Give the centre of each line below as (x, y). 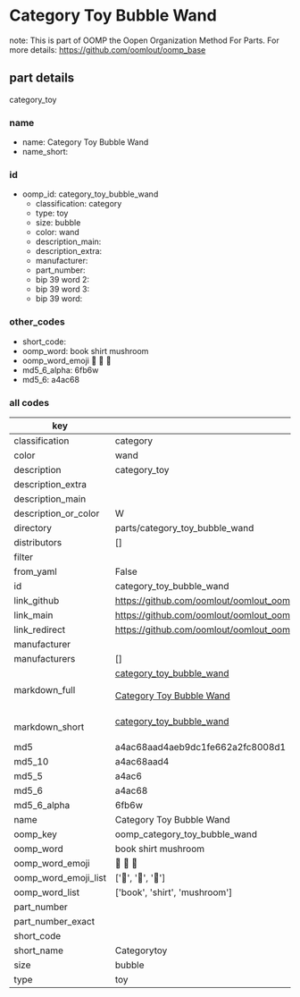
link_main (33, 615)
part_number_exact (54, 921)
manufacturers (45, 658)
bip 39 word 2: (62, 280)
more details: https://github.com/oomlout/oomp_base (108, 49)
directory (33, 528)
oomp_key (36, 834)
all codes (29, 402)
